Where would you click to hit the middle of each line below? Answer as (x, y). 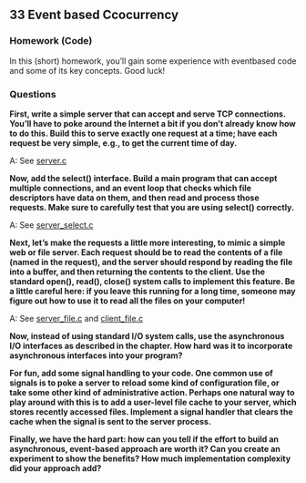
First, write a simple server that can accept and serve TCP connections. (148, 114)
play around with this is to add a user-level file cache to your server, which (153, 402)
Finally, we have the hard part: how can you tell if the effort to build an (144, 439)
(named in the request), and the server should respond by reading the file (151, 262)
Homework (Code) (51, 41)
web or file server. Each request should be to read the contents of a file (146, 252)
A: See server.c (38, 160)
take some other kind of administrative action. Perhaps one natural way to (152, 392)
